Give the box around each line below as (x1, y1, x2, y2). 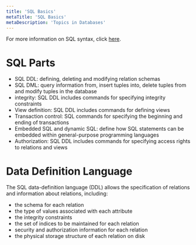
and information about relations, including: (6, 190, 108, 197)
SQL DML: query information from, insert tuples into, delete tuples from (14, 81, 187, 89)
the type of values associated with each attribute (14, 207, 133, 215)
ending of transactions (14, 119, 69, 126)
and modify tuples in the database (14, 88, 97, 95)
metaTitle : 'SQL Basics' (6, 14, 67, 20)
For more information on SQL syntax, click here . (6, 36, 122, 43)
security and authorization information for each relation (14, 226, 148, 233)
